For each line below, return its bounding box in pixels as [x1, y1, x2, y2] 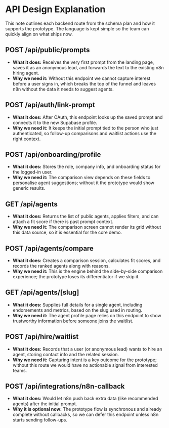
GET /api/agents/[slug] [5, 288, 79, 297]
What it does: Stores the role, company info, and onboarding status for [12, 163, 161, 170]
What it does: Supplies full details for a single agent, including [12, 302, 143, 308]
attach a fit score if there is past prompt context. [12, 219, 114, 225]
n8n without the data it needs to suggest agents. [12, 86, 114, 92]
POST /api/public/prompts [5, 46, 90, 54]
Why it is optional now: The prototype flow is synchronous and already [12, 406, 162, 412]
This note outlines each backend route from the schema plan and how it [5, 20, 155, 26]
